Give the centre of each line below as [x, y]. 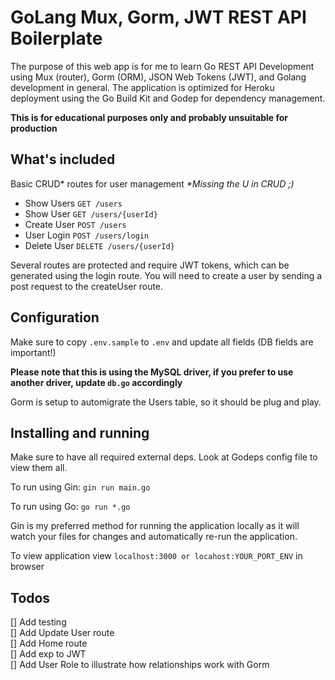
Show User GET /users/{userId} [91, 213]
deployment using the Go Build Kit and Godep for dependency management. [168, 98]
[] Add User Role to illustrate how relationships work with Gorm [140, 665]
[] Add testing [38, 622]
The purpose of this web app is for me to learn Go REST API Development [162, 66]
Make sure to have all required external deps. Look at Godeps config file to [164, 457]
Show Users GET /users [73, 203]
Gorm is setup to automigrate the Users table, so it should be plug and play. [166, 402]
